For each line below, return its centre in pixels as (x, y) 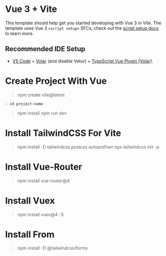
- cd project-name (24, 104)
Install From (30, 234)
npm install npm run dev (42, 113)
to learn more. (19, 33)
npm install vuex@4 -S (40, 214)
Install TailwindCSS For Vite (63, 133)
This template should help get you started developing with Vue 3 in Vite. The (83, 23)
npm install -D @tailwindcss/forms (53, 248)
